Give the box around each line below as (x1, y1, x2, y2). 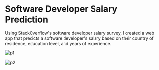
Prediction (5, 14, 48, 25)
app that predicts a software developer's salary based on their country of (5, 35, 154, 41)
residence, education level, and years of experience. (5, 40, 112, 46)
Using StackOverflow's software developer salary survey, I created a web (5, 30, 154, 36)
